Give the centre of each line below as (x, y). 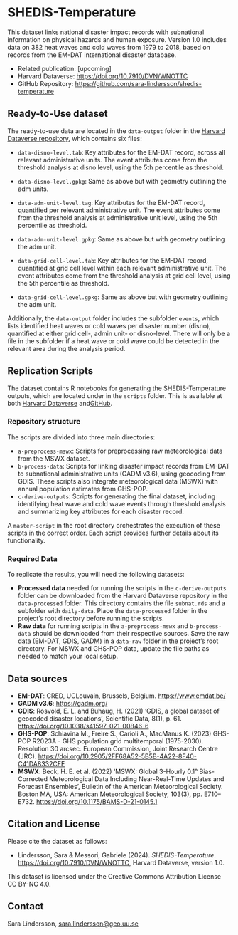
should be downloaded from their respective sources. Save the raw (131, 634)
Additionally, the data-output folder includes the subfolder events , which (113, 318)
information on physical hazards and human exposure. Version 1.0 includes (117, 39)
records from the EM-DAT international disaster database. (92, 55)
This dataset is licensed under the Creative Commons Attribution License (114, 876)
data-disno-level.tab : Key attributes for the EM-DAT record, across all (121, 152)
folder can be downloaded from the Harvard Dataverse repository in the (123, 596)
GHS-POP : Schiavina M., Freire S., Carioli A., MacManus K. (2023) (114, 733)
